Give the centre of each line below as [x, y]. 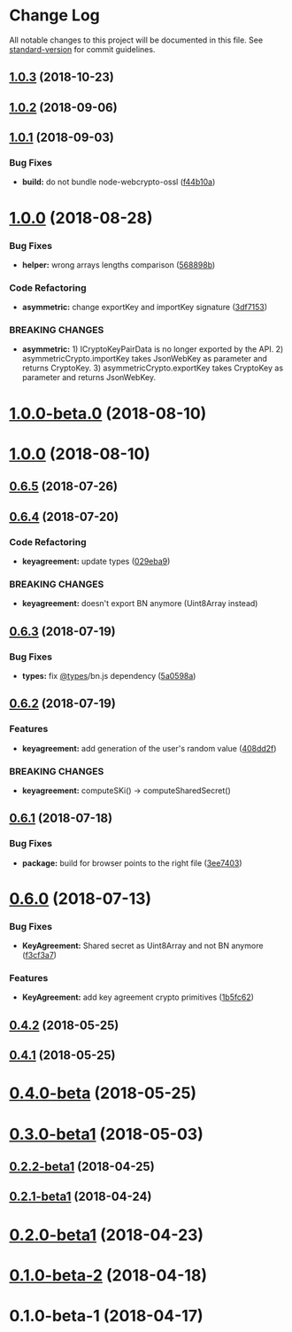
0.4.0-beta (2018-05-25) [103, 1093]
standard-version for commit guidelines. [82, 49]
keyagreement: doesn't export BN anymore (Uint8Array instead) [140, 604]
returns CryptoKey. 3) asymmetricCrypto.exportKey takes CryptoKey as [153, 368]
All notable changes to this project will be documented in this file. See [136, 40]
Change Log [54, 16]
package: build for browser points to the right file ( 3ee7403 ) [132, 863]
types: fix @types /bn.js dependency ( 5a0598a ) [109, 675]
